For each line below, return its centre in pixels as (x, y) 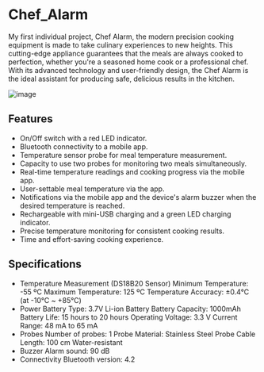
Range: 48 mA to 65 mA (59, 325)
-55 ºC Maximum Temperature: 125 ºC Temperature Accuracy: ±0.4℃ (134, 292)
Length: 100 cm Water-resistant (71, 342)
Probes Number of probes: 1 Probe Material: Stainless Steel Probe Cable (138, 334)
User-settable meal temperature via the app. (92, 189)
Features (31, 119)
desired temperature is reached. (72, 205)
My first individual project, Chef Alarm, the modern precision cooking (121, 36)
